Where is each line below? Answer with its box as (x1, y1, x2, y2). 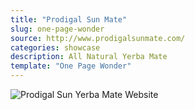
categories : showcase (10, 42, 101, 53)
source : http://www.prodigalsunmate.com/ (10, 33, 186, 43)
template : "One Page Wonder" (10, 61, 132, 71)
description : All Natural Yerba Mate (10, 52, 168, 62)
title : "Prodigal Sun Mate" (10, 14, 128, 25)
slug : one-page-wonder (10, 24, 105, 34)
